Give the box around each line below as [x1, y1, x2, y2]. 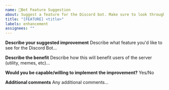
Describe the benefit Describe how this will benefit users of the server [5, 54, 152, 60]
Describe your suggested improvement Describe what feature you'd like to [5, 39, 162, 45]
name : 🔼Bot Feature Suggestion [5, 7, 71, 12]
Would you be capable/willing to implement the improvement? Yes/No [5, 69, 154, 75]
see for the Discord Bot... [5, 45, 57, 51]
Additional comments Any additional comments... [5, 79, 109, 85]
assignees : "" [5, 26, 35, 31]
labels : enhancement [5, 21, 49, 26]
